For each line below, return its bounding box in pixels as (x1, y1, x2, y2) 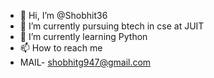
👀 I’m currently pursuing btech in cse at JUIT (19, 20, 205, 32)
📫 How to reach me (19, 42, 103, 54)
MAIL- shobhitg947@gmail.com (19, 56, 152, 68)
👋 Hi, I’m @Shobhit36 (19, 10, 108, 21)
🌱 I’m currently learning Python (19, 31, 148, 42)
